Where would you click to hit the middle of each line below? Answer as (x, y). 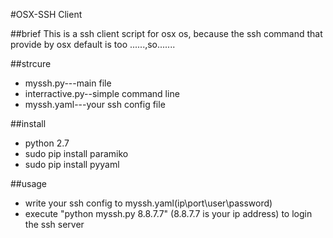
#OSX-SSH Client (46, 14)
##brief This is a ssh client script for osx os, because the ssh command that (166, 33)
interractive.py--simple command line (102, 93)
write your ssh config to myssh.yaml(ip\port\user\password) (148, 203)
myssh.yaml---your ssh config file (95, 104)
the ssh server (54, 224)
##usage (29, 183)
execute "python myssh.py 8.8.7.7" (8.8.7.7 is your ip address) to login (168, 213)
